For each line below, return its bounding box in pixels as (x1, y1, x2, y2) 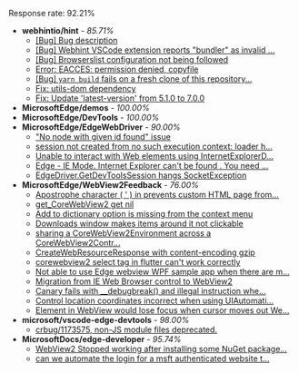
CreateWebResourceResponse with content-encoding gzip (35, 247, 255, 258)
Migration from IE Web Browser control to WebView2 (35, 276, 234, 287)
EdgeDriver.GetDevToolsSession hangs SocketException (35, 170, 247, 181)
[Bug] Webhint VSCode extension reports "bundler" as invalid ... (35, 44, 275, 55)
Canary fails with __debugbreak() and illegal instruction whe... (35, 286, 266, 296)
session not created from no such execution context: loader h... (35, 141, 274, 152)
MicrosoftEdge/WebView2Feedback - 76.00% (21, 180, 199, 190)
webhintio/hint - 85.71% (21, 25, 115, 35)
